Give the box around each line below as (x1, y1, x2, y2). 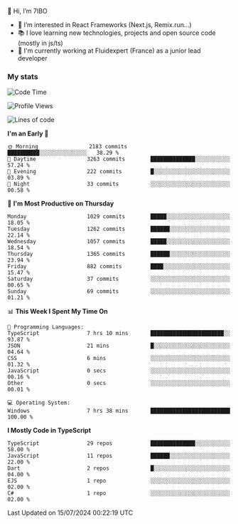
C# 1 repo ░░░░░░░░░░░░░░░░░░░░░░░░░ (7, 490, 231, 497)
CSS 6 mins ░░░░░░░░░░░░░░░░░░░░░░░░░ (7, 355, 231, 362)
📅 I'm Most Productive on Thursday (7, 200, 114, 208)
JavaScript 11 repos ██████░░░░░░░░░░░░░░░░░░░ (7, 453, 231, 460)
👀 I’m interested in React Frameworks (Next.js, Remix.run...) (17, 21, 192, 29)
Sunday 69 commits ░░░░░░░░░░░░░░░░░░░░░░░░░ (7, 288, 231, 295)
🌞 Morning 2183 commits (7, 143, 128, 150)
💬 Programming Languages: (7, 324, 84, 331)
